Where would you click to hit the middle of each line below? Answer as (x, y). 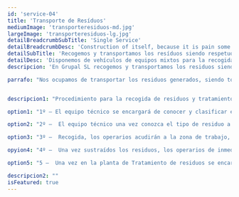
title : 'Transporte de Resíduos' (57, 21)
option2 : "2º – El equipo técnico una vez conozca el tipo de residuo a (119, 124)
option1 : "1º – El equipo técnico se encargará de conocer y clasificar (117, 112)
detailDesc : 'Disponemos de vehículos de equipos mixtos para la (106, 60)
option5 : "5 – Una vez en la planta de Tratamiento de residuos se (111, 163)
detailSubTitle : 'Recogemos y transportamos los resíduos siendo (106, 54)
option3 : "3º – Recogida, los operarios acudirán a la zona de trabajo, (119, 137)
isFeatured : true (33, 182)
